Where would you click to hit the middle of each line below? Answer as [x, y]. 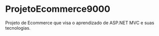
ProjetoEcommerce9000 [58, 9]
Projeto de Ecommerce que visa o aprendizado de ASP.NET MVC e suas [80, 23]
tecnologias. [18, 28]
